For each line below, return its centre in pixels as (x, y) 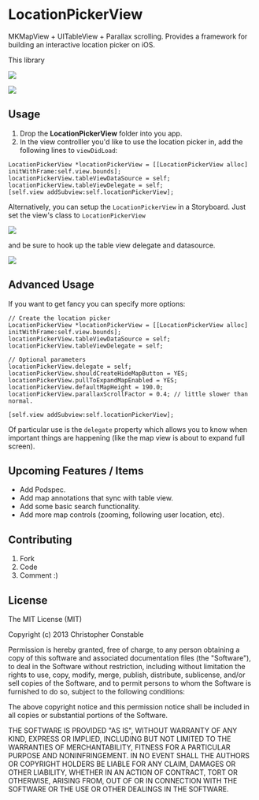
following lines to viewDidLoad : (68, 150)
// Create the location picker (59, 318)
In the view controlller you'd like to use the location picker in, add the (131, 141)
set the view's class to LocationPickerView (77, 215)
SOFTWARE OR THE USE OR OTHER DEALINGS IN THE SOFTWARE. (118, 789)
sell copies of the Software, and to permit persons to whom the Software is (130, 683)
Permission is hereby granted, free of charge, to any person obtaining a (124, 649)
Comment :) (39, 575)
